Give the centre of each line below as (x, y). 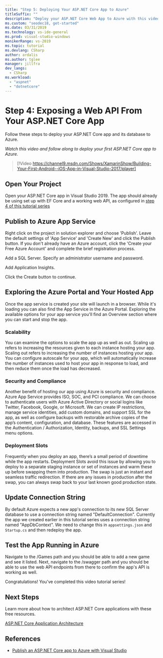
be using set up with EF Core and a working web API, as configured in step (80, 201)
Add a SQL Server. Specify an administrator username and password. (74, 258)
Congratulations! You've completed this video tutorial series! (65, 582)
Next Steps (22, 597)
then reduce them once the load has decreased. (53, 368)
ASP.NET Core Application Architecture (44, 623)
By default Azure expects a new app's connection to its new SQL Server (77, 509)
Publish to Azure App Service (50, 221)
